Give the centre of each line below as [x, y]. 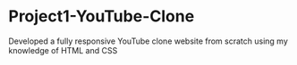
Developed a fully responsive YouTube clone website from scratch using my [148, 41]
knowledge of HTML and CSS [63, 50]
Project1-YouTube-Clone [102, 16]
